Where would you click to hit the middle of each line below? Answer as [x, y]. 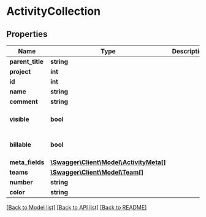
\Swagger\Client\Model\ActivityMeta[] [108, 162]
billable [21, 144]
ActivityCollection [54, 11]
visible [19, 119]
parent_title [27, 61]
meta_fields [27, 162]
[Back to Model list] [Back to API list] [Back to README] [77, 207]
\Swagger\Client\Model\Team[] [97, 172]
